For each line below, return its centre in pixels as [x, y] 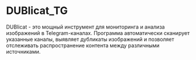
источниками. [23, 51]
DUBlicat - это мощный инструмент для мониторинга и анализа [85, 27]
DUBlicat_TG [37, 11]
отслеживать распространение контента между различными [83, 45]
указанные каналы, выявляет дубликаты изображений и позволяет [90, 39]
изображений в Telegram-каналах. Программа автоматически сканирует [98, 33]
